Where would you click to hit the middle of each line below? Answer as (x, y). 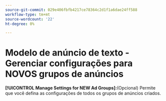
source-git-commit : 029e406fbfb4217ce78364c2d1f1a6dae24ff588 (71, 10)
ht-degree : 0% (20, 24)
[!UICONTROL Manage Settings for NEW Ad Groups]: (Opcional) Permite (80, 88)
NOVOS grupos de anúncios (64, 74)
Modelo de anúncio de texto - (67, 53)
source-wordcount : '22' (30, 19)
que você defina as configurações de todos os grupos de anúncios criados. (83, 93)
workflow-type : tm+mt (28, 14)
